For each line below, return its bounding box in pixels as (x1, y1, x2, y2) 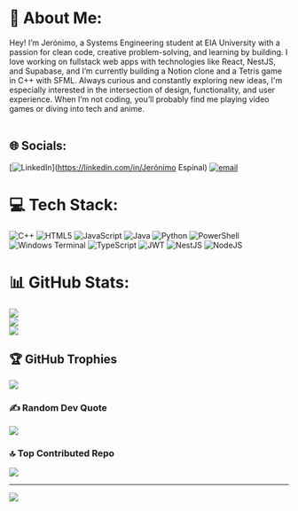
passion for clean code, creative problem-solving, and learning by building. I (9, 46, 288, 57)
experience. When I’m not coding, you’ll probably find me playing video (9, 93, 270, 105)
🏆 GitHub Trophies (9, 352, 118, 367)
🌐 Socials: (9, 138, 67, 153)
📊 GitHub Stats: (9, 272, 130, 292)
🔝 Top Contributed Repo (9, 447, 115, 460)
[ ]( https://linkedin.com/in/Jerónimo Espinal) (9, 161, 208, 172)
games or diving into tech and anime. (9, 103, 145, 114)
